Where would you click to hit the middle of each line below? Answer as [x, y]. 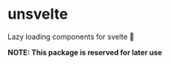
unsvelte [38, 14]
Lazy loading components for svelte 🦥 [71, 37]
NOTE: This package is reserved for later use [85, 52]
